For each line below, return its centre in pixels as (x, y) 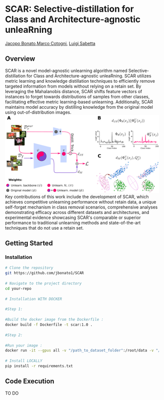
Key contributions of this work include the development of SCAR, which (77, 196)
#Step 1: (14, 309)
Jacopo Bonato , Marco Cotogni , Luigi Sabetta (50, 43)
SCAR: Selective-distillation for (70, 9)
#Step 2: (14, 335)
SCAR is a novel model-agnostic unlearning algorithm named (66, 71)
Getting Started (29, 243)
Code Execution (30, 381)
